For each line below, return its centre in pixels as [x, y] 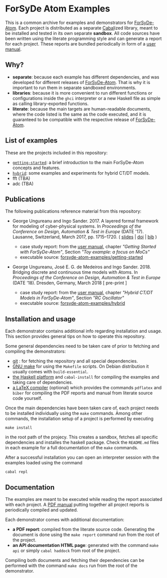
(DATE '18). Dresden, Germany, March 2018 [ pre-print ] [70, 283]
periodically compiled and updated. [42, 510]
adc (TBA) [23, 184]
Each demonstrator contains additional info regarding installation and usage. [84, 331]
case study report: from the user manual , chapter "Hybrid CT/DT [86, 293]
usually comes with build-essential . [50, 372]
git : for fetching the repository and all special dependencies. [75, 361]
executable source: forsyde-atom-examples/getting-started [81, 257]
